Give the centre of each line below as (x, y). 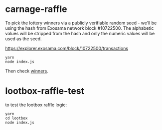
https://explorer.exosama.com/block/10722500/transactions (67, 48)
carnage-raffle (36, 9)
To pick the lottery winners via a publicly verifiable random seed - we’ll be (81, 23)
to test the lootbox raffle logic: (36, 105)
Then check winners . (27, 71)
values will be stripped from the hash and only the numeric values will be (80, 33)
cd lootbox (16, 118)
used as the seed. (23, 39)
